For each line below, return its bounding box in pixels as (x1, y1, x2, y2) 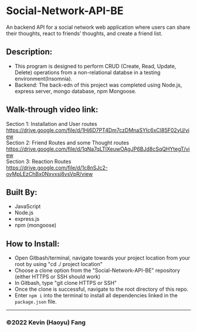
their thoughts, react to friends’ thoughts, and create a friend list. (6, 29, 163, 36)
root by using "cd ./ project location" (14, 261, 103, 268)
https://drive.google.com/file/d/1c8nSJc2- (6, 164, 108, 171)
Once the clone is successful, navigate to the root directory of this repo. (14, 285, 189, 293)
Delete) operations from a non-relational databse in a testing (14, 69, 161, 76)
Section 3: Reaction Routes (6, 158, 72, 165)
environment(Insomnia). (14, 75, 73, 82)
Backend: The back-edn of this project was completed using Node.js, (14, 81, 182, 88)
